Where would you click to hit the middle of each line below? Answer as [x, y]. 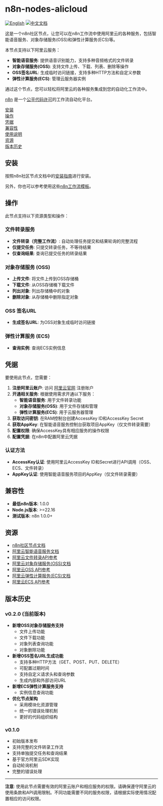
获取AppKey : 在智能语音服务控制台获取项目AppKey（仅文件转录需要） [82, 424]
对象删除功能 [32, 650]
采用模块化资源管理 [39, 705]
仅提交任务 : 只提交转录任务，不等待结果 [51, 247]
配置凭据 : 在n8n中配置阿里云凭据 [45, 436]
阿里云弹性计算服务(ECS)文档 [41, 576]
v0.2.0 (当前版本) [25, 614]
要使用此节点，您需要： [28, 377]
